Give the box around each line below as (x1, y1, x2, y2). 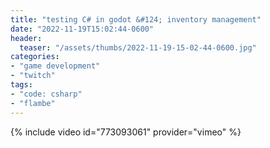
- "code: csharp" (10, 89, 83, 99)
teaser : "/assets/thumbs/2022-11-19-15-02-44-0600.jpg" (19, 42, 257, 53)
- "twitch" (10, 71, 56, 81)
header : (10, 33, 43, 43)
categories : (10, 52, 60, 62)
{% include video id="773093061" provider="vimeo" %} (10, 126, 242, 138)
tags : (10, 80, 33, 90)
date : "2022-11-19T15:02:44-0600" (10, 24, 155, 34)
